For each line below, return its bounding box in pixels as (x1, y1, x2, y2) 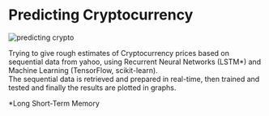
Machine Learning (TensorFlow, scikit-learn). (8, 65, 158, 75)
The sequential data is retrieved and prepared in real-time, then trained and (8, 74, 260, 84)
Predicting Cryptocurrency (8, 6, 194, 24)
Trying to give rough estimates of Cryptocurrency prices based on (8, 48, 229, 58)
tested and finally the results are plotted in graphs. (8, 83, 177, 92)
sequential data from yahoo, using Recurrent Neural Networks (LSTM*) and (8, 57, 262, 67)
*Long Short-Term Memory (8, 98, 100, 108)
